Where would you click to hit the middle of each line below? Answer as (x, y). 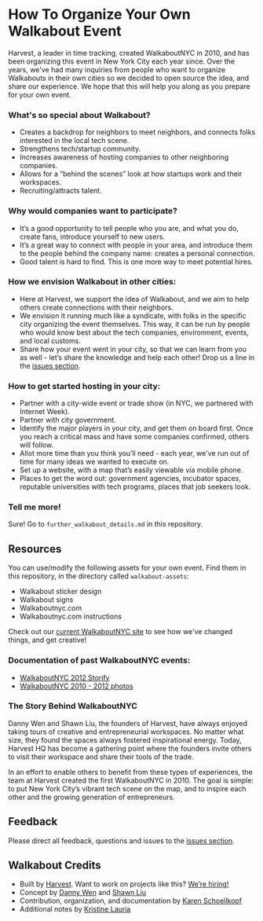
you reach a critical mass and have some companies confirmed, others (134, 437)
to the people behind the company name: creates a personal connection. (137, 253)
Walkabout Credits (55, 866)
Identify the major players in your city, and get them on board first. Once (136, 428)
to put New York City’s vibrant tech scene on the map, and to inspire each (127, 788)
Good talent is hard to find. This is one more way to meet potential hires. (136, 262)
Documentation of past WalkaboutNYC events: (99, 660)
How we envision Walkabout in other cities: (92, 282)
